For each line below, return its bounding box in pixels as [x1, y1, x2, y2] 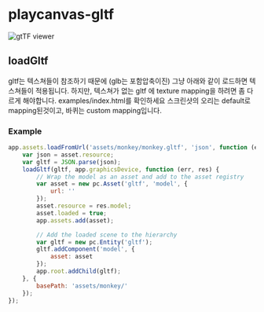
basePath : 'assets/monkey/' [36, 281, 128, 290]
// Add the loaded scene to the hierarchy [36, 230, 178, 239]
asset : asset [49, 253, 93, 261]
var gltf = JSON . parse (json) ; [22, 158, 122, 166]
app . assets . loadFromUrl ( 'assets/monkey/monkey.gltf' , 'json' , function [8, 144, 247, 152]
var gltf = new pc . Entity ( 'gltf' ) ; [36, 238, 153, 246]
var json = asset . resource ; [22, 151, 114, 159]
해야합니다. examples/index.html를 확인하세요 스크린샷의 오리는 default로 [22, 96, 251, 105]
